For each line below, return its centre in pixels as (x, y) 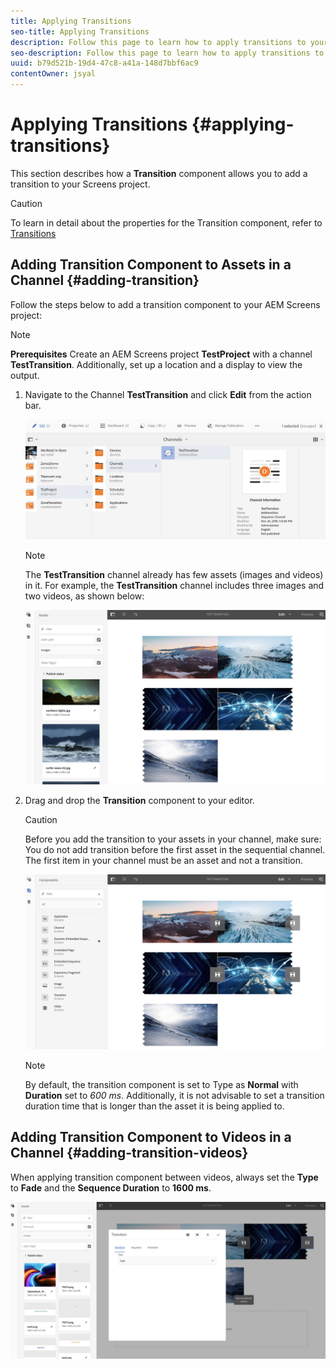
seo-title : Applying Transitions (80, 31)
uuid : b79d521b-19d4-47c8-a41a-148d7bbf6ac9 (104, 63)
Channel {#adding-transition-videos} (129, 1153)
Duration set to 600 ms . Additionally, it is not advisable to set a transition (174, 1095)
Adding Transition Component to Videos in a (151, 1137)
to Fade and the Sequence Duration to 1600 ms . (111, 1187)
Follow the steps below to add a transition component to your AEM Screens (165, 304)
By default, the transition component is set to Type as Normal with (161, 1084)
